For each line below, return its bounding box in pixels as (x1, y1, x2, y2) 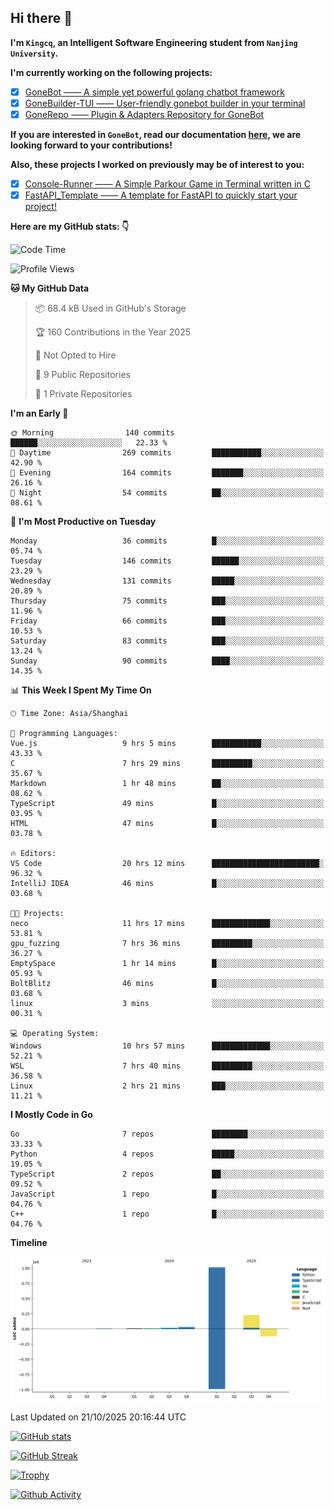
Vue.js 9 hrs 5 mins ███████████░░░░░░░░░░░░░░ (10, 739, 325, 749)
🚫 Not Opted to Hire (34, 349, 117, 361)
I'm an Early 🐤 (10, 407, 69, 420)
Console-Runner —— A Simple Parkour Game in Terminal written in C (24, 178, 311, 190)
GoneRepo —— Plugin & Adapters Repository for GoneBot (24, 108, 265, 120)
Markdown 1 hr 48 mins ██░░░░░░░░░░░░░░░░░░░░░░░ (10, 779, 325, 789)
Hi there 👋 (10, 10, 73, 27)
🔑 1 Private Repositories (34, 388, 133, 400)
